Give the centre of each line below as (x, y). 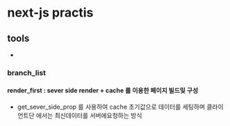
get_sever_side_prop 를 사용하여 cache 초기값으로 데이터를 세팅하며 (111, 107)
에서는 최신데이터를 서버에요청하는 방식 (89, 116)
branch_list (27, 73)
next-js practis (50, 13)
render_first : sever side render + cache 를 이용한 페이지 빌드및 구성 (103, 90)
